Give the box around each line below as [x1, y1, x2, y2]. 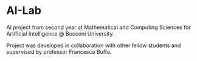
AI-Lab [6, 4, 41, 18]
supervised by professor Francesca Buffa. [6, 48, 112, 55]
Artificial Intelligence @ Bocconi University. [6, 30, 114, 37]
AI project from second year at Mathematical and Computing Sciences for [6, 24, 192, 31]
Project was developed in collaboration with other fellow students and [6, 42, 181, 49]
